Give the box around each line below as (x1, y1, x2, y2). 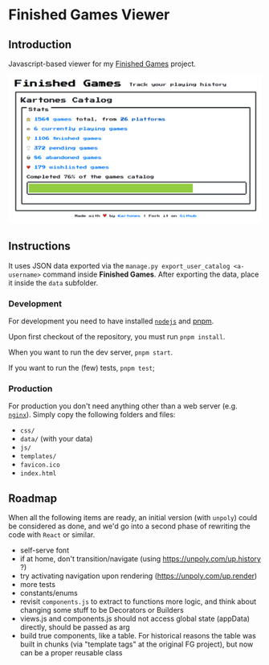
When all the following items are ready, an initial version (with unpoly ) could (8, 513, 258, 523)
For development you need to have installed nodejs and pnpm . (8, 316, 214, 326)
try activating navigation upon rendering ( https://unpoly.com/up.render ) (19, 571, 258, 581)
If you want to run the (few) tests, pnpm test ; (8, 363, 155, 372)
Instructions (8, 240, 71, 253)
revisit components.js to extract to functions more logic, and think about (19, 597, 257, 606)
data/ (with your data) (19, 434, 93, 444)
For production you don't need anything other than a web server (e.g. (8, 401, 238, 411)
